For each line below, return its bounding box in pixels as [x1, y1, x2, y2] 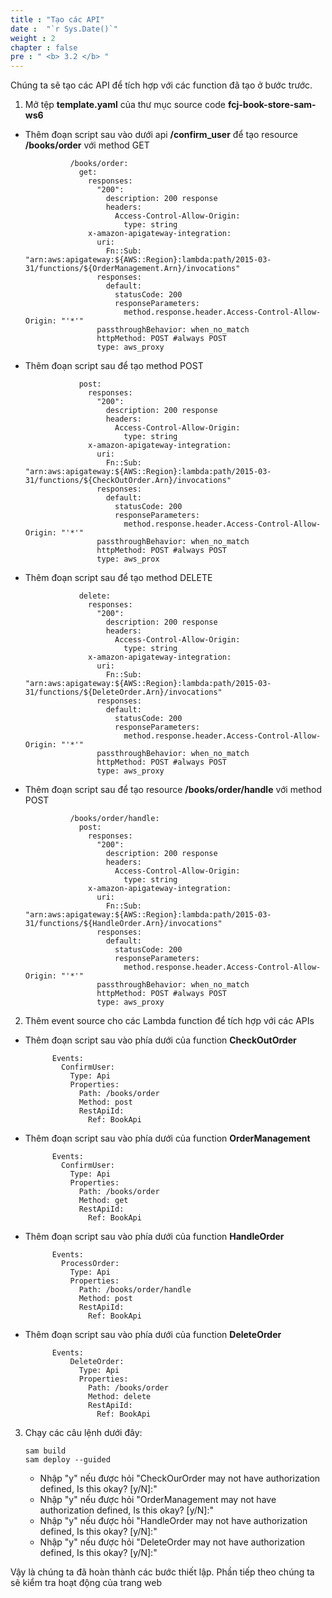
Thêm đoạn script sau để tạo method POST [24, 360, 204, 372]
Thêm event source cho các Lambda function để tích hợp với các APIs [24, 1015, 315, 1027]
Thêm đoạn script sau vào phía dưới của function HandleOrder [24, 1231, 285, 1243]
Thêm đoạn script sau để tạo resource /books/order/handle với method [24, 784, 322, 796]
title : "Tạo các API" [10, 14, 105, 25]
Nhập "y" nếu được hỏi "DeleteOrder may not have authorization [39, 1536, 305, 1548]
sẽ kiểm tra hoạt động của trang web [10, 1577, 163, 1589]
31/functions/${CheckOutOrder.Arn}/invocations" [24, 476, 232, 486]
